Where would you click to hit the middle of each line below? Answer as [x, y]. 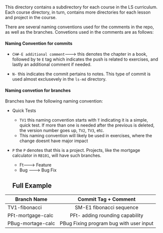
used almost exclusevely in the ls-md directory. [59, 79]
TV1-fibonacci [25, 208]
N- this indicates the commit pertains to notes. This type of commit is [81, 74]
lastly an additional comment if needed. [52, 64]
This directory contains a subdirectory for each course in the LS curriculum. [81, 7]
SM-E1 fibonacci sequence [107, 208]
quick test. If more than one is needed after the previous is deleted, [87, 125]
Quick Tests [24, 111]
